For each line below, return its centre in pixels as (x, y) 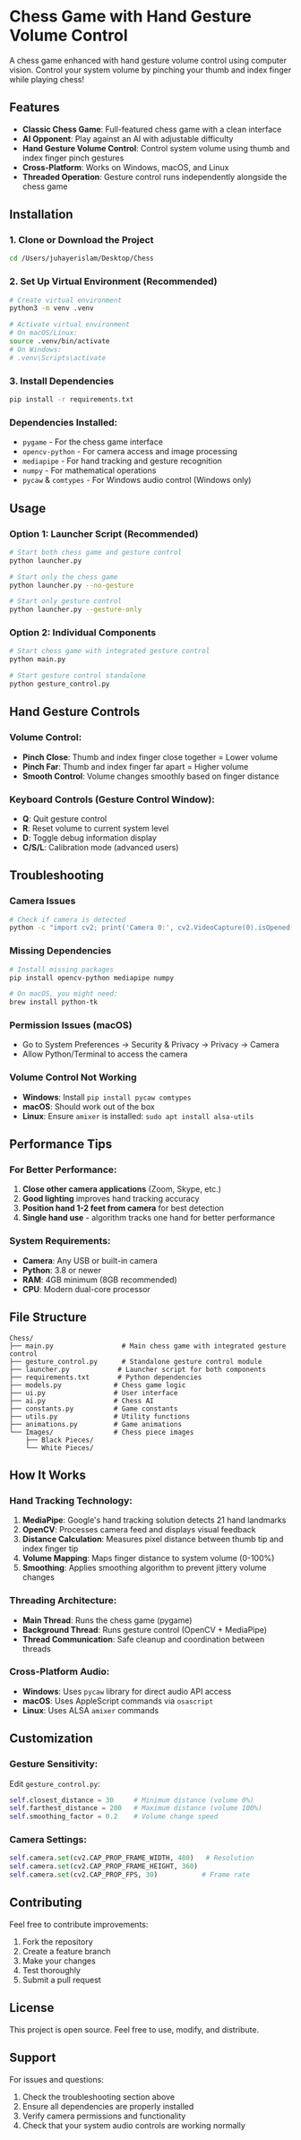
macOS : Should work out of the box (88, 1106)
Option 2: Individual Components (83, 633)
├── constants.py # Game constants (94, 1409)
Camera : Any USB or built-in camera (90, 1260)
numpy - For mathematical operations (89, 470)
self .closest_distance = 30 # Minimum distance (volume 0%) (132, 1800)
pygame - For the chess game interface (93, 442)
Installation (41, 215)
